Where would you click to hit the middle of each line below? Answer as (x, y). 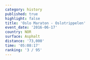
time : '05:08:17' (23, 45)
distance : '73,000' (25, 41)
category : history (24, 9)
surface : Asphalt (23, 37)
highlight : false (23, 18)
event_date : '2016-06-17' (31, 28)
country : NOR (18, 32)
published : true (21, 14)
